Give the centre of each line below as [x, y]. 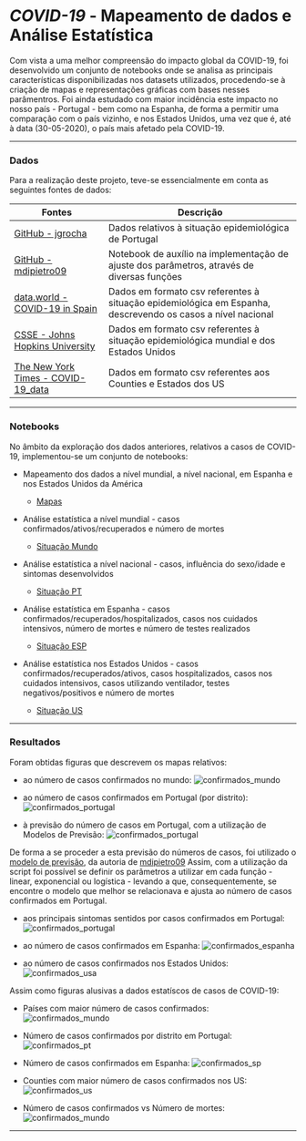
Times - [31, 378]
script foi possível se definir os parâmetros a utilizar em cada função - [141, 871]
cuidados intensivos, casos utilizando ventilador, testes [126, 683]
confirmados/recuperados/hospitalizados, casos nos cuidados [140, 618]
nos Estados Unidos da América [83, 483]
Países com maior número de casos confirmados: [116, 1008]
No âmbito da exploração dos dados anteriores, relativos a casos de [138, 447]
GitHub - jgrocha [51, 233]
